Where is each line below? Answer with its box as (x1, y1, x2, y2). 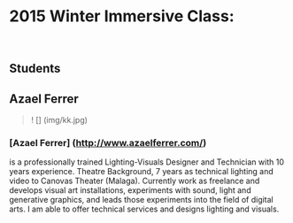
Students (9, 61, 61, 76)
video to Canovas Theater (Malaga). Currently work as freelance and (9, 175, 260, 187)
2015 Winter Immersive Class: (9, 6, 235, 27)
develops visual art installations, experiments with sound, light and (9, 185, 251, 196)
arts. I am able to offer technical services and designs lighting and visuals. (9, 204, 280, 214)
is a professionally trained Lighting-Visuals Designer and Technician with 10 (9, 157, 285, 167)
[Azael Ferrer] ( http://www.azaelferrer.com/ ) (9, 137, 207, 150)
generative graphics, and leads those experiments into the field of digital (9, 195, 274, 205)
